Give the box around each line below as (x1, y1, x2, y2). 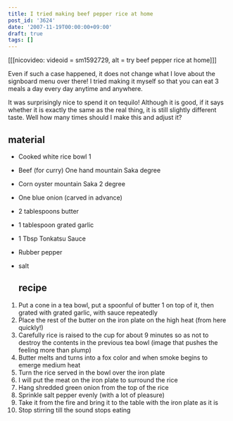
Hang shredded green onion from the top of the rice (18, 383, 169, 391)
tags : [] (8, 37, 34, 44)
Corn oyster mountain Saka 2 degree (18, 179, 126, 188)
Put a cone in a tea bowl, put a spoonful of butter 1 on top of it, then (18, 300, 214, 309)
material (8, 133, 45, 145)
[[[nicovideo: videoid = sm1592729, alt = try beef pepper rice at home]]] (8, 56, 217, 64)
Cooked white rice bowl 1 (18, 152, 92, 161)
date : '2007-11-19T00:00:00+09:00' (8, 23, 113, 30)
